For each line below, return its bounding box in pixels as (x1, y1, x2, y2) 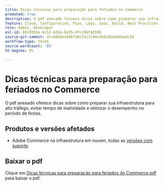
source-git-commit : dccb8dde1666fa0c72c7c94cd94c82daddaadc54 (5, 35, 134, 40)
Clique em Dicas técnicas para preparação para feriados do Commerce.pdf (5, 170, 157, 176)
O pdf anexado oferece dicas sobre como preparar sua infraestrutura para (5, 100, 155, 106)
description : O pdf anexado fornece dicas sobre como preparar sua (5, 16, 145, 21)
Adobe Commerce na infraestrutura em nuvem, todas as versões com (12, 138, 153, 143)
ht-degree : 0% (5, 48, 34, 53)
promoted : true (5, 12, 36, 17)
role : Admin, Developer (5, 25, 54, 30)
